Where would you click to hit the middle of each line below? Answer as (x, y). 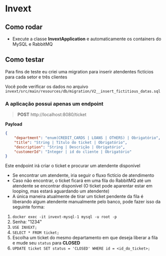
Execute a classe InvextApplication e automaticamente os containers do (87, 39)
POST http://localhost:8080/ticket (52, 115)
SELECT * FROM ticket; (36, 233)
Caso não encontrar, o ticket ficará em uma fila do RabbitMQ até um (82, 181)
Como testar (25, 60)
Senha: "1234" (27, 222)
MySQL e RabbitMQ (32, 44)
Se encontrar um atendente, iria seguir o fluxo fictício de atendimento (83, 175)
